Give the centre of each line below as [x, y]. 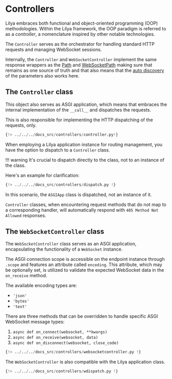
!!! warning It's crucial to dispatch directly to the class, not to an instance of [85, 160]
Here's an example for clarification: [42, 175]
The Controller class [39, 92]
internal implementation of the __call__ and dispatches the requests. [78, 110]
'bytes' [21, 301]
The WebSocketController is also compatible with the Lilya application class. [85, 362]
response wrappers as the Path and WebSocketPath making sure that [79, 65]
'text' [20, 307]
